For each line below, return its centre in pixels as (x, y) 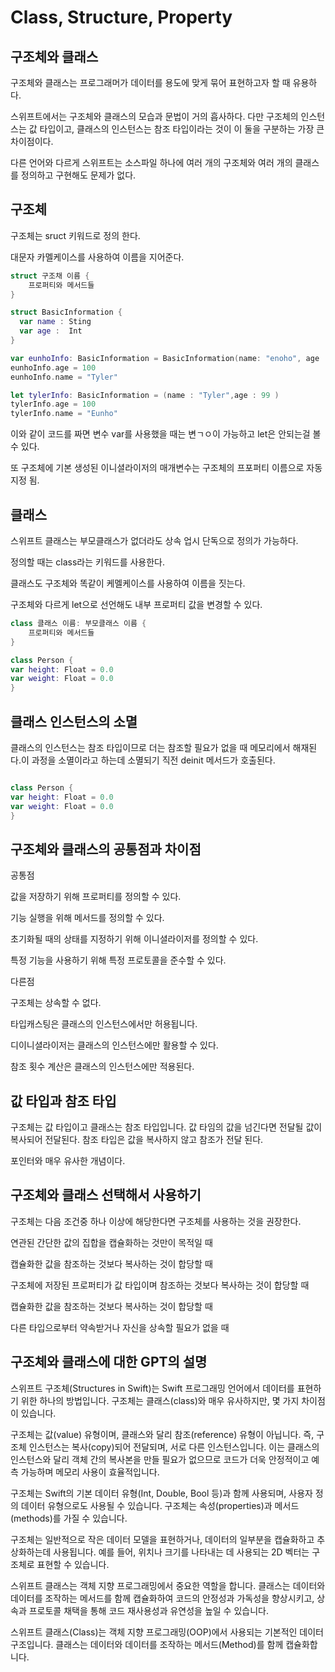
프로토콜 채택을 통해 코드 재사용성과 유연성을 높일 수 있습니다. (148, 1610)
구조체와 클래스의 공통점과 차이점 (106, 849)
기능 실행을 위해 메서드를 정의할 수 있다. (87, 918)
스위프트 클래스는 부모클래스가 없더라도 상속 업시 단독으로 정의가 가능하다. (154, 540)
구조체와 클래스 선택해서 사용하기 (106, 1195)
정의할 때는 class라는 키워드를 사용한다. (88, 562)
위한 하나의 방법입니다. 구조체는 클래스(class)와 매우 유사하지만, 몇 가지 (160, 1400)
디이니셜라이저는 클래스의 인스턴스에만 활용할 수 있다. (114, 1045)
